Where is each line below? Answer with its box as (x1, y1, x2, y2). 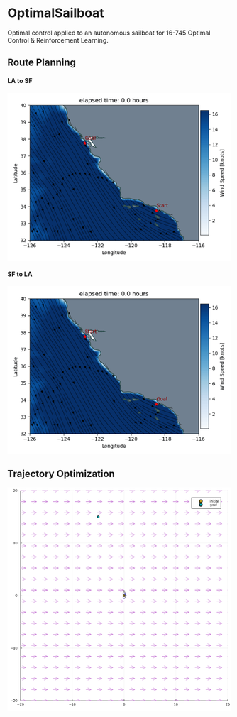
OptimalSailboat (7, 5, 104, 21)
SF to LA (7, 270, 33, 278)
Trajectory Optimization (7, 468, 115, 480)
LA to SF (7, 76, 33, 84)
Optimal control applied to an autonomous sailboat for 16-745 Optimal (7, 28, 211, 37)
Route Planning (7, 57, 77, 69)
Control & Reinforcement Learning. (7, 35, 109, 44)
